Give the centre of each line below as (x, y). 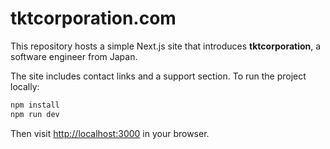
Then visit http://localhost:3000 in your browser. (110, 133)
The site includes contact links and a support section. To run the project (158, 76)
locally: (25, 86)
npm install (35, 105)
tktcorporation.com (93, 18)
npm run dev (35, 114)
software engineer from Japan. (74, 56)
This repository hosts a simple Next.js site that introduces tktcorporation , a (166, 46)
